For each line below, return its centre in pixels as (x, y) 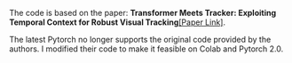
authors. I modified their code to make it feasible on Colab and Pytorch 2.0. (146, 49)
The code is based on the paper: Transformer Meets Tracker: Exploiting (143, 13)
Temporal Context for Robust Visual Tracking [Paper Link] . (118, 22)
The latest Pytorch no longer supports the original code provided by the (140, 39)
